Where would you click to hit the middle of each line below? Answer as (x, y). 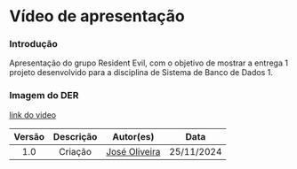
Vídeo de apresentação (97, 16)
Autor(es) (133, 136)
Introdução (33, 44)
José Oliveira (133, 151)
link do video (32, 115)
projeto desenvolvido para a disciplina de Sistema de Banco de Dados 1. (141, 73)
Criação (75, 151)
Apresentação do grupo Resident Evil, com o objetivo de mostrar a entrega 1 (149, 63)
